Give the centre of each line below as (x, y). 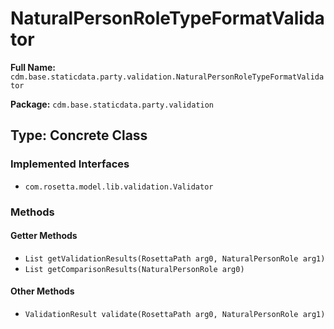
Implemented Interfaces (70, 164)
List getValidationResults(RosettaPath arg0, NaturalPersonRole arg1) (175, 258)
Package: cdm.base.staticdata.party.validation (112, 104)
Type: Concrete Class (79, 135)
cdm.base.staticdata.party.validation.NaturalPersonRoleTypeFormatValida (167, 77)
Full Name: (33, 67)
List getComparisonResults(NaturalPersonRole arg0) (134, 269)
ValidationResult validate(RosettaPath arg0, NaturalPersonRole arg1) (175, 314)
